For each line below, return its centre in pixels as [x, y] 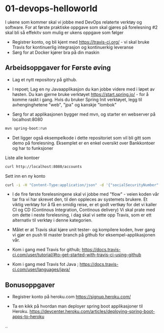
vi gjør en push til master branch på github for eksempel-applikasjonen [84, 235]
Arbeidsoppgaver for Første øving [58, 68]
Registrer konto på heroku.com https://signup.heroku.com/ [71, 297]
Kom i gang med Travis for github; [46, 250]
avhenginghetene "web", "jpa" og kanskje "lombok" [64, 105]
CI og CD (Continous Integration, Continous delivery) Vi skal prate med [83, 210]
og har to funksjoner [33, 148]
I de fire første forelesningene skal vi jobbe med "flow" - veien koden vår [85, 194]
